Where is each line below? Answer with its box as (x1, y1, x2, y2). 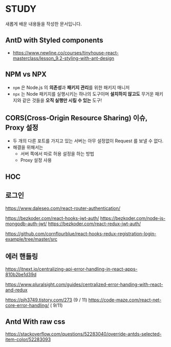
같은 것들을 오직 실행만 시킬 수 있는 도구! (22, 97, 102, 103)
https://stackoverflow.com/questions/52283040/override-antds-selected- (5, 331, 162, 337)
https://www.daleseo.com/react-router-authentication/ (5, 205, 121, 211)
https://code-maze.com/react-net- (88, 297, 162, 303)
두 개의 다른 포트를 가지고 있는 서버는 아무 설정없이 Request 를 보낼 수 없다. (12, 138, 164, 144)
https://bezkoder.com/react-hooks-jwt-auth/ (5, 215, 99, 221)
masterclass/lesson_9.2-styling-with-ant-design (12, 55, 114, 61)
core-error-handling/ (5, 302, 49, 308)
